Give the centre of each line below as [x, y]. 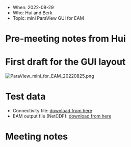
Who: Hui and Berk [32, 13]
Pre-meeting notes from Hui [65, 39]
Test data [25, 97]
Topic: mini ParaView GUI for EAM [48, 18]
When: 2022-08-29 [33, 7]
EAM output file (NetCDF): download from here [62, 116]
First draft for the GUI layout [65, 62]
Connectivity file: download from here [53, 111]
